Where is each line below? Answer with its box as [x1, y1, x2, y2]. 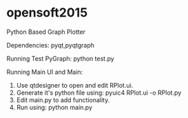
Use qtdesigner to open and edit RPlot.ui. [16, 81, 134, 89]
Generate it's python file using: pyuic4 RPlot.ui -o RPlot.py [16, 88, 182, 97]
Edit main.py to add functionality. [16, 95, 110, 104]
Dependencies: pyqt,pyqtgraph [6, 41, 94, 49]
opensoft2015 [6, 5, 88, 21]
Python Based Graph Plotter [6, 28, 86, 36]
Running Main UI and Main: [6, 68, 83, 76]
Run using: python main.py [16, 103, 93, 111]
